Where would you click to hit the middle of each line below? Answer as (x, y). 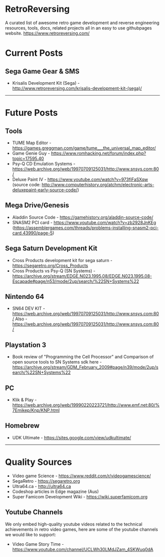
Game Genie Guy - (31, 153)
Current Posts (34, 53)
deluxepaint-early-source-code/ (45, 190)
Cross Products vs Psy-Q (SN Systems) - (54, 271)
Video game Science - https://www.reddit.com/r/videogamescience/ (82, 476)
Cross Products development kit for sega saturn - (62, 260)
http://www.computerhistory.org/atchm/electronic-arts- (98, 184)
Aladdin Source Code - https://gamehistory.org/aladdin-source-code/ (83, 217)
